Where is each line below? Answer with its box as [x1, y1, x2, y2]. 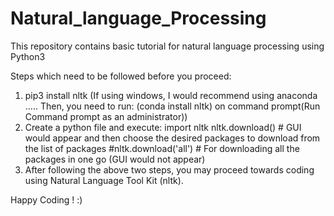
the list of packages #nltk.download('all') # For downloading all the [24, 142, 300, 154]
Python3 [10, 50, 46, 62]
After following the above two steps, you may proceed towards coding [24, 163, 315, 176]
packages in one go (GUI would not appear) [24, 153, 206, 165]
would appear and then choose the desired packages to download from [24, 132, 321, 144]
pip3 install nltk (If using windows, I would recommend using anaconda [24, 89, 318, 101]
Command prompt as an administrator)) [24, 110, 188, 122]
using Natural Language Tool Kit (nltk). [24, 174, 184, 186]
